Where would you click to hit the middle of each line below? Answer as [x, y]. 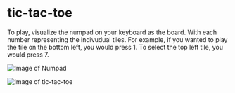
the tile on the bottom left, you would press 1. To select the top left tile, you [115, 47]
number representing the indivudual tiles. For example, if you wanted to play [118, 39]
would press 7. [28, 55]
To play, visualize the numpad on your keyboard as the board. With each [112, 32]
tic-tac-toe [40, 13]
